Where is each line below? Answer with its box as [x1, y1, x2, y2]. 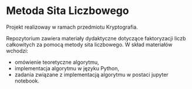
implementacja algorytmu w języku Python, [14, 64, 119, 71]
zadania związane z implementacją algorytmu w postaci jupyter [14, 71, 169, 78]
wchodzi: [6, 47, 28, 54]
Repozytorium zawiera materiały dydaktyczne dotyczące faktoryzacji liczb [6, 35, 186, 42]
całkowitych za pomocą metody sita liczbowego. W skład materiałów [6, 41, 173, 48]
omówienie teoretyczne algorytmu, [14, 59, 99, 66]
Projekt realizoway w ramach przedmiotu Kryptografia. [6, 23, 138, 30]
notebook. [14, 77, 40, 84]
